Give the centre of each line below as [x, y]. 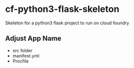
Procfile [21, 61]
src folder [22, 50]
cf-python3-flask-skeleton [62, 9]
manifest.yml [26, 56]
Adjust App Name [33, 38]
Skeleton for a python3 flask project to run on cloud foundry [67, 23]
